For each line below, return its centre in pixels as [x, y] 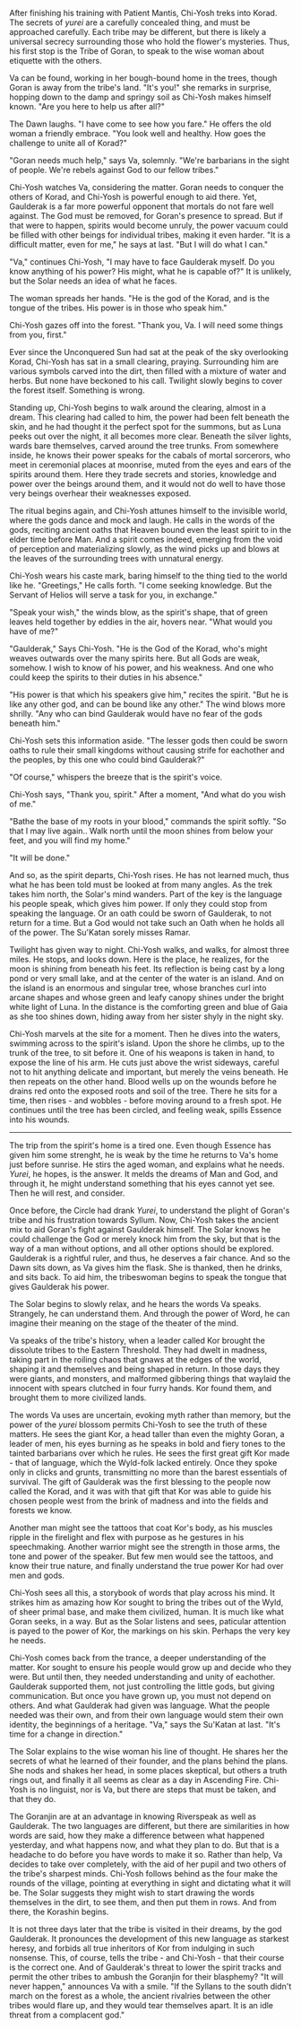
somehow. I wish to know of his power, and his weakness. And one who [142, 668]
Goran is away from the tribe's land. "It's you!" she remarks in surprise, [140, 87]
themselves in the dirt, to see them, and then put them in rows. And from [143, 1902]
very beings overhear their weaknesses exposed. [100, 493]
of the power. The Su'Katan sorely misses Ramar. [100, 932]
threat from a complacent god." [67, 2015]
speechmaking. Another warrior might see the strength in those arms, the [145, 1547]
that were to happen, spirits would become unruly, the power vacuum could [149, 225]
